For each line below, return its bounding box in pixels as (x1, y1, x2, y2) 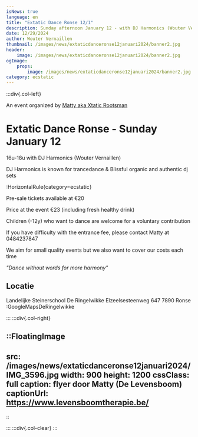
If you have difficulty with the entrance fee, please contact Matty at (6, 229, 170, 236)
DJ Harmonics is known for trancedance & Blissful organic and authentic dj (6, 166, 189, 173)
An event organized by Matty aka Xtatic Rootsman (6, 102, 128, 109)
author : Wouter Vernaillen (6, 36, 72, 42)
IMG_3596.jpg (6, 370, 59, 380)
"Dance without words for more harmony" (6, 264, 108, 271)
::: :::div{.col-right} (6, 314, 51, 321)
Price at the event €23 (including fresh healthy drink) (6, 206, 135, 214)
